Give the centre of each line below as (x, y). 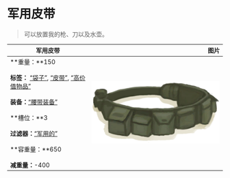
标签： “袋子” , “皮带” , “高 (45, 77)
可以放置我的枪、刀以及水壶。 (66, 34)
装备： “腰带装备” (34, 102)
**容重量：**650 (36, 149)
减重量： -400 (30, 165)
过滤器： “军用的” (34, 133)
